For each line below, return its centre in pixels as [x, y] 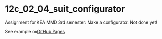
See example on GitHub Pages [35, 31]
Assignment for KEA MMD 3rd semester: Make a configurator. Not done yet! [81, 22]
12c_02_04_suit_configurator [65, 9]
